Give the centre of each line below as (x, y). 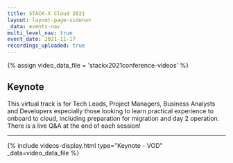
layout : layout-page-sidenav (49, 20)
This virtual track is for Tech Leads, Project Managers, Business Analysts (111, 104)
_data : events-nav (34, 26)
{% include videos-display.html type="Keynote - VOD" (85, 145)
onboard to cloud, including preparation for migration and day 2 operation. (113, 118)
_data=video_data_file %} (43, 153)
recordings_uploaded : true (46, 46)
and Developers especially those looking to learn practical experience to (110, 111)
